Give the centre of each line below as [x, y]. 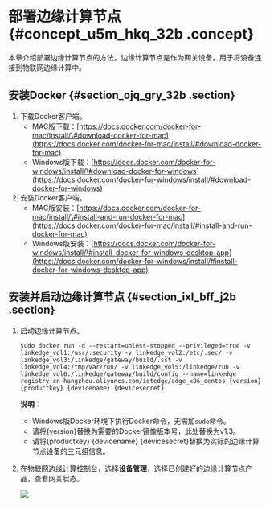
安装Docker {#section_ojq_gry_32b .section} [122, 95]
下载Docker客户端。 [53, 116]
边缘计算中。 [64, 67]
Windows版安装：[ [63, 243]
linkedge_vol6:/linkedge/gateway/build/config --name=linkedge [128, 374]
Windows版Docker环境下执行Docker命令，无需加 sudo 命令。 [131, 421]
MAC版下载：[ [55, 126]
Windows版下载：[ [63, 162]
